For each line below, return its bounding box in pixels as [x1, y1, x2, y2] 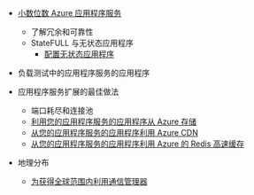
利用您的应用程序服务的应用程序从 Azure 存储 [30, 116, 197, 127]
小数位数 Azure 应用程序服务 [17, 8, 122, 18]
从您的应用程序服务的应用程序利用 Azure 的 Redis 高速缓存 [30, 138, 245, 149]
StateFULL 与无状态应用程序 [30, 38, 135, 48]
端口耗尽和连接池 [30, 105, 94, 115]
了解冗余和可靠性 [30, 27, 94, 37]
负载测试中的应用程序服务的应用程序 [17, 67, 150, 78]
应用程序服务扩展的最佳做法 [17, 87, 119, 97]
